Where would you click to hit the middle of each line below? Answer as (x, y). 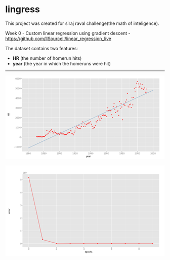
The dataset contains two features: (42, 48)
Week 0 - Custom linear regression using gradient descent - (68, 33)
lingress (23, 9)
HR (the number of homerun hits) (47, 58)
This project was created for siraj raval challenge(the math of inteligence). (82, 23)
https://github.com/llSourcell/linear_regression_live (58, 39)
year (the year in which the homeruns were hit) (62, 63)
